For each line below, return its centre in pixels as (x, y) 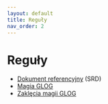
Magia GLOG (35, 86)
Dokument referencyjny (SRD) (59, 79)
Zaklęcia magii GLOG (46, 94)
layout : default (30, 13)
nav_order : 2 (26, 26)
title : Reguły (27, 20)
